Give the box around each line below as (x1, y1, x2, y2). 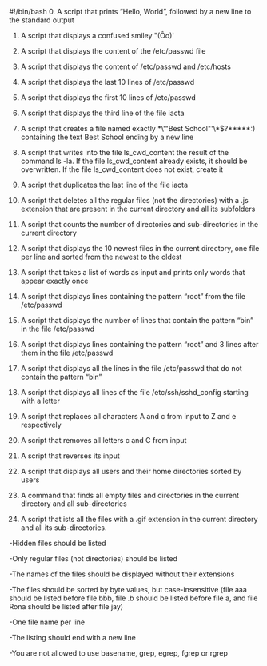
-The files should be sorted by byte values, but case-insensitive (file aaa (9, 585, 247, 594)
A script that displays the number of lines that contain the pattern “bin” (20, 316, 254, 325)
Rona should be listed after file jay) (9, 602, 123, 611)
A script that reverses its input (20, 451, 120, 461)
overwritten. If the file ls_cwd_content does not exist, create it (20, 165, 223, 174)
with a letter (20, 396, 61, 405)
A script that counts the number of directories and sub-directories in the (20, 220, 259, 229)
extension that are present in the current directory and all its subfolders (20, 204, 256, 213)
